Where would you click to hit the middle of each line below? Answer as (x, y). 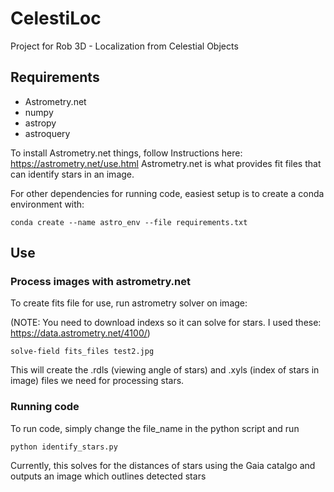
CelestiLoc (56, 18)
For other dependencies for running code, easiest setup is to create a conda (167, 193)
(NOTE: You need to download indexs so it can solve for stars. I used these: (166, 323)
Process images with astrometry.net (101, 282)
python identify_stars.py (64, 447)
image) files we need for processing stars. (97, 381)
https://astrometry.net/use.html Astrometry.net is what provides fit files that (166, 163)
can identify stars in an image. (72, 174)
